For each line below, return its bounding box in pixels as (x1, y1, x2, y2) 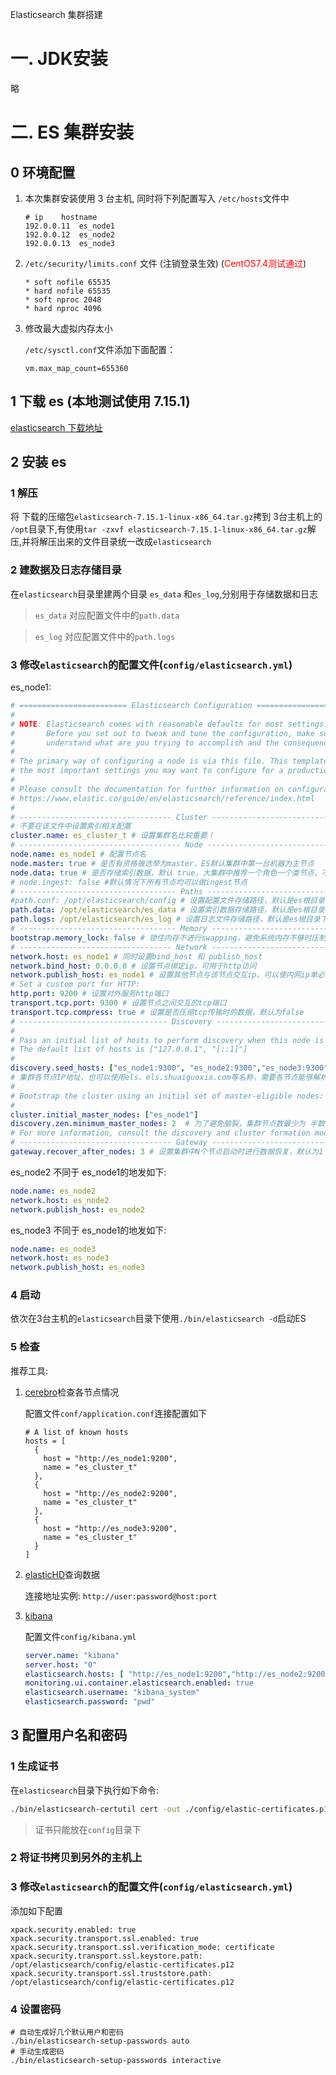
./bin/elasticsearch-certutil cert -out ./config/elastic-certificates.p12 (10, 1804, 333, 1814)
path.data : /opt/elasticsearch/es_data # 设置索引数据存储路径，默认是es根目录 (10, 905, 325, 915)
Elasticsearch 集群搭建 (10, 9, 103, 20)
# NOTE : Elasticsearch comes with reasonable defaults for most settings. (10, 719, 329, 729)
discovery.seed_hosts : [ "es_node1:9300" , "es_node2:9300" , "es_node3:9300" (10, 1063, 329, 1073)
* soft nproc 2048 (24, 294, 102, 305)
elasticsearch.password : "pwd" (24, 1697, 156, 1707)
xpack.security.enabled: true (10, 1924, 137, 1935)
